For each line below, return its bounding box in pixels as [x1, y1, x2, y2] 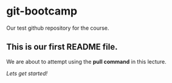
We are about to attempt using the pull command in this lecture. [6, 58, 167, 65]
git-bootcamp [6, 4, 78, 18]
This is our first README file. [6, 42, 118, 52]
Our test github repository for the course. [6, 24, 109, 32]
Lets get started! [6, 70, 47, 77]
